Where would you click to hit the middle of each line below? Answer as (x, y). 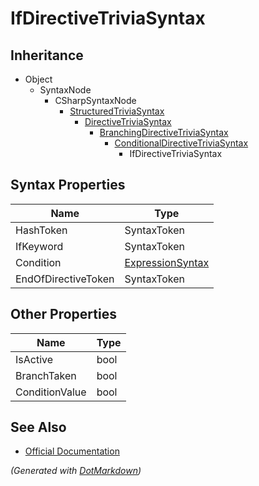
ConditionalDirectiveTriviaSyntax (181, 143)
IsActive (34, 359)
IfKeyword (39, 246)
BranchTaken (46, 375)
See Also (38, 427)
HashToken (41, 230)
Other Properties (63, 314)
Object (38, 79)
